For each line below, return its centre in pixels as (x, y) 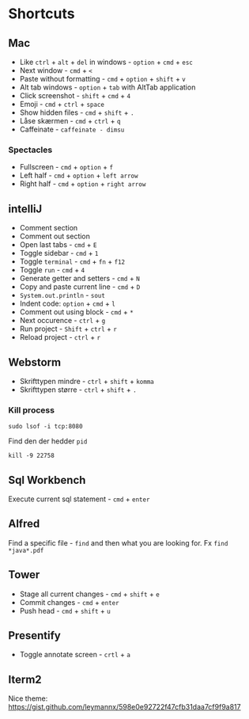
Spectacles (30, 150)
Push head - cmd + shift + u (65, 611)
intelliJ (25, 209)
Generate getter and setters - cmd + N (79, 279)
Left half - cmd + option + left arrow (79, 176)
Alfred (24, 524)
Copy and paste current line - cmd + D (80, 287)
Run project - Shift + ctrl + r (68, 329)
